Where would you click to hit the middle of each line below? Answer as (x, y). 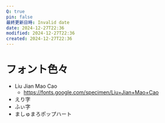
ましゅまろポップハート (43, 114)
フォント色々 (37, 69)
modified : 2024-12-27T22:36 (41, 33)
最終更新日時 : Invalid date (38, 22)
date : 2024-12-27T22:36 (35, 28)
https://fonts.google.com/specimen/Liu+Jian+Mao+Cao (91, 92)
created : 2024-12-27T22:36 (39, 39)
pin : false (19, 17)
